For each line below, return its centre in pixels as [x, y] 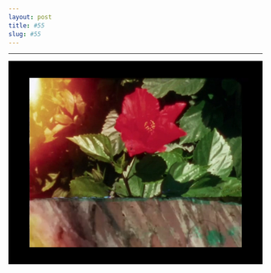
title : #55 [27, 25]
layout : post [30, 17]
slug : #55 [25, 34]
